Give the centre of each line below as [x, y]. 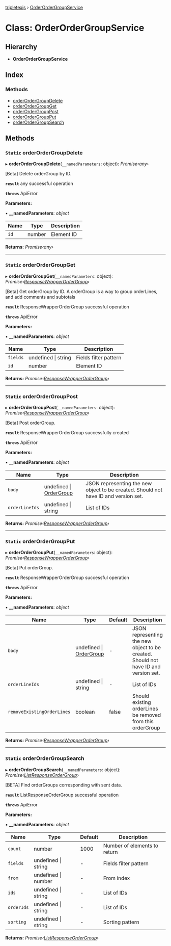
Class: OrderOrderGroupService [75, 28]
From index [117, 878]
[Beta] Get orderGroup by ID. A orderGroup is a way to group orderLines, [81, 291]
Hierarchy [21, 47]
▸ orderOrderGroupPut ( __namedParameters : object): [59, 553]
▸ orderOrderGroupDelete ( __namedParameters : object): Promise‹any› [77, 164]
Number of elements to [131, 846]
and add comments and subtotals [40, 297]
